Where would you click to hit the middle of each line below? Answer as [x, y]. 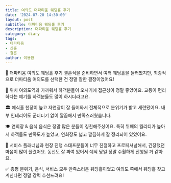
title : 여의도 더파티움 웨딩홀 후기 [38, 10]
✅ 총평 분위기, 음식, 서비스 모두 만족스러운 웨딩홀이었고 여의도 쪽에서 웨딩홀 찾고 [86, 169]
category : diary [22, 34]
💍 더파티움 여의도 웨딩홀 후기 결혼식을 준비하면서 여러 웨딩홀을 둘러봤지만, [79, 73]
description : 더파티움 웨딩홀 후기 [38, 29]
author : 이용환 [20, 58]
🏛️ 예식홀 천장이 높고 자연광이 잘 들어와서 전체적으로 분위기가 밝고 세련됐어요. [83, 108]
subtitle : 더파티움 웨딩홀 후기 [35, 24]
